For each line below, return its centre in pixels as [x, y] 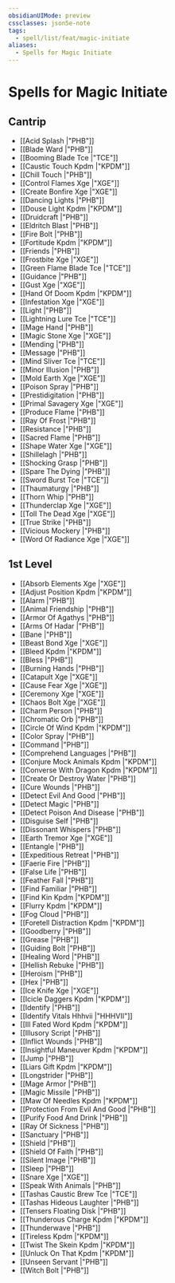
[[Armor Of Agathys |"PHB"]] [67, 617]
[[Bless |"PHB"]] [46, 660]
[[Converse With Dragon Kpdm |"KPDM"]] [88, 770]
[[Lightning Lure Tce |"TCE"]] [68, 319]
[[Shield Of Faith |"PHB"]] [61, 1151]
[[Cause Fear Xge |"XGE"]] [63, 685]
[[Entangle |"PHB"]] [52, 846]
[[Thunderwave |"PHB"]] [60, 1228]
